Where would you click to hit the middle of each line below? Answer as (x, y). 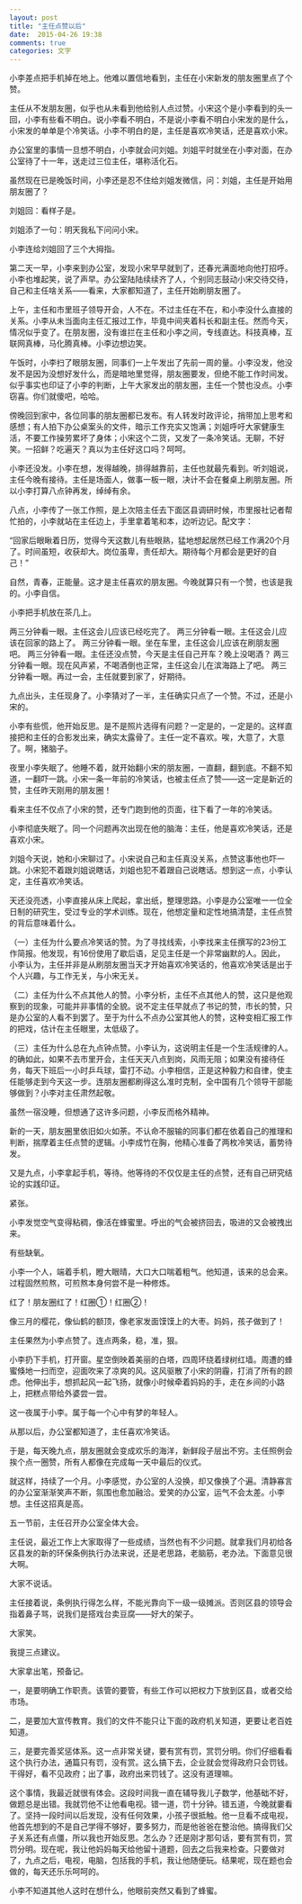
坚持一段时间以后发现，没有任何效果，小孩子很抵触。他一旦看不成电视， (159, 1816)
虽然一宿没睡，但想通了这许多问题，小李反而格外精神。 (111, 1112)
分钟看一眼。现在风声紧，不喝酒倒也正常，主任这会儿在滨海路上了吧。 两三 (148, 665)
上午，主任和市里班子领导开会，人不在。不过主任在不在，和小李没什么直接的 (151, 310)
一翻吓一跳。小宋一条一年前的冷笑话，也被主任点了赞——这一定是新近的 (159, 779)
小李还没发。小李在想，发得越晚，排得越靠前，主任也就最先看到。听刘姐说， (151, 468)
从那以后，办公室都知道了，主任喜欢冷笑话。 (92, 1431)
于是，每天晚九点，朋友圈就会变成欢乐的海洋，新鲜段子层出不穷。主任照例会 (151, 1451)
